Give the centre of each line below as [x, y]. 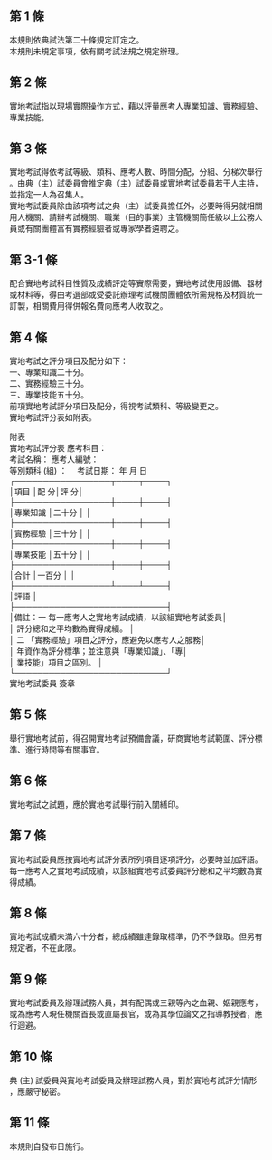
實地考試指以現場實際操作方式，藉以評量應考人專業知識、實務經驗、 [136, 106]
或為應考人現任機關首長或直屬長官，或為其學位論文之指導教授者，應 [136, 1014]
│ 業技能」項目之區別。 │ [56, 663]
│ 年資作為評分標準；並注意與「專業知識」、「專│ [98, 651]
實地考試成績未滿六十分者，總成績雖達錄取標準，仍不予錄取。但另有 [136, 936]
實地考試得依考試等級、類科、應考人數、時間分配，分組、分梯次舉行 [136, 172]
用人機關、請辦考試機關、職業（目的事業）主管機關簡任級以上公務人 [136, 217]
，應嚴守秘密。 [37, 1091]
